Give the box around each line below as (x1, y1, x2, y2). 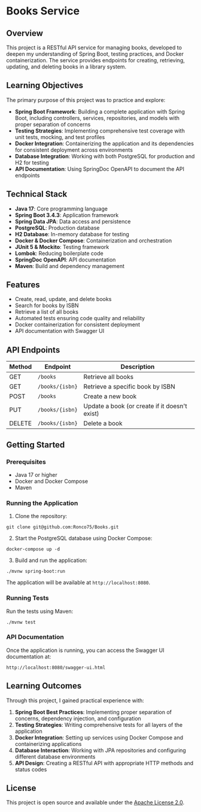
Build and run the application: (14, 557, 88, 564)
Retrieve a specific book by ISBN (83, 383, 175, 391)
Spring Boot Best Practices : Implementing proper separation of (14, 708, 172, 715)
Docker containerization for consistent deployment (14, 321, 141, 328)
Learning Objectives (6, 80, 84, 91)
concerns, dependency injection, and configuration (14, 715, 142, 722)
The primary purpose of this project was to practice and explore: (6, 96, 166, 103)
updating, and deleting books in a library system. (6, 63, 127, 70)
